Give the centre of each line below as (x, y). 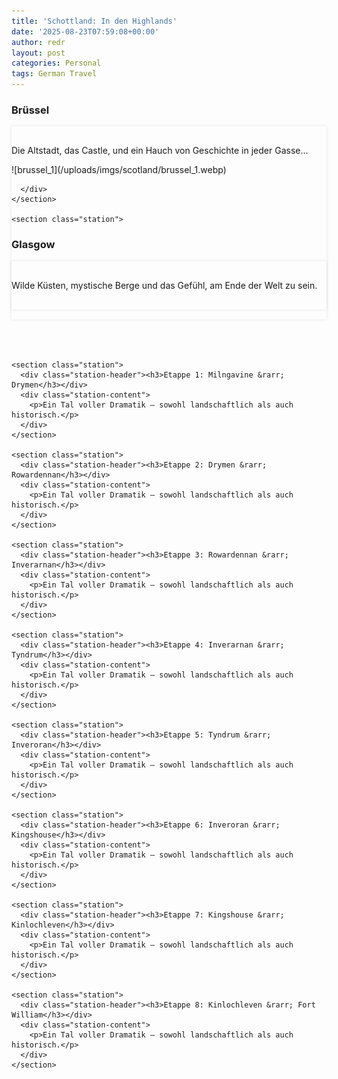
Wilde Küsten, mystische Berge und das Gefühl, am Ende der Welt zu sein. (164, 285)
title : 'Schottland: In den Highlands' (94, 21)
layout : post (38, 53)
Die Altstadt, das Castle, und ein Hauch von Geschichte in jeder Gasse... (160, 151)
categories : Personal (56, 63)
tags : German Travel (54, 74)
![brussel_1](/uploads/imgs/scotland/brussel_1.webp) (119, 170)
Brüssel (30, 110)
